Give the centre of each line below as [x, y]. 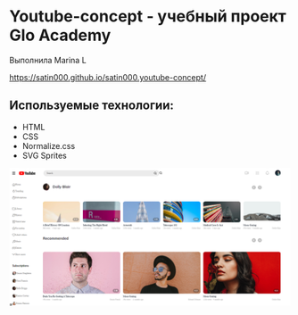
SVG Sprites [44, 155]
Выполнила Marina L [48, 60]
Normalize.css [49, 145]
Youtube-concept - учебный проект [148, 17]
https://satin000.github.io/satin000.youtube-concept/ [108, 77]
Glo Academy [60, 35]
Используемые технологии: [91, 106]
